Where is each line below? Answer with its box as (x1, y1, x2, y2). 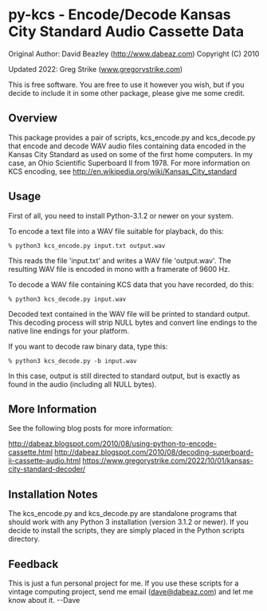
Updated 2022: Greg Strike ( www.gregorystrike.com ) (8, 64, 183, 73)
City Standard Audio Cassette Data (8, 22, 245, 41)
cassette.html (8, 447, 53, 457)
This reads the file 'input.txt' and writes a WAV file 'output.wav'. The (8, 255, 231, 265)
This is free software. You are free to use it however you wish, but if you (8, 80, 245, 89)
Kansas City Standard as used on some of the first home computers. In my (8, 149, 253, 159)
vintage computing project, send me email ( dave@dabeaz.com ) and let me (8, 587, 253, 596)
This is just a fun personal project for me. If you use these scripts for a (8, 578, 239, 588)
